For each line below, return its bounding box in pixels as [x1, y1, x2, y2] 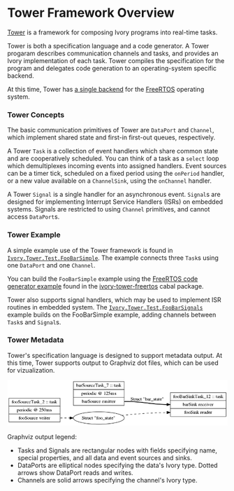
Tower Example [7, 230, 61, 240]
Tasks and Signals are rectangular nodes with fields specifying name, [17, 446, 218, 455]
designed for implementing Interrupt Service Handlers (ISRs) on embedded [7, 198, 224, 206]
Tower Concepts [7, 110, 65, 120]
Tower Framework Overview [7, 5, 175, 21]
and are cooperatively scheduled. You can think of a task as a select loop [7, 154, 219, 162]
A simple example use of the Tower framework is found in [7, 246, 173, 254]
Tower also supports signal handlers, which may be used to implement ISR [7, 296, 221, 304]
